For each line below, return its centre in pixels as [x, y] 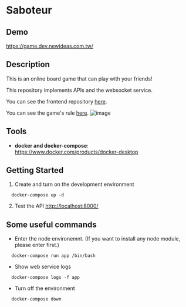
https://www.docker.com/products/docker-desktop [76, 152]
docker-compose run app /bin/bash [53, 256]
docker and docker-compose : [52, 145]
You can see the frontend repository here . [57, 101]
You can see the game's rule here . [48, 113]
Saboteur [29, 10]
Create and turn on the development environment [74, 184]
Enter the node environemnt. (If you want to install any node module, [97, 239]
